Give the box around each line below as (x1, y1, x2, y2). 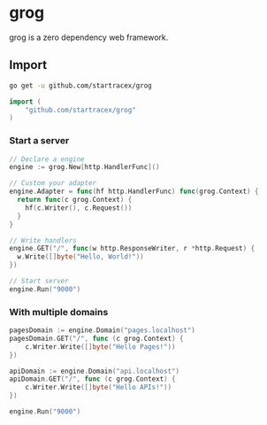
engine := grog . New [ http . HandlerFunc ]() (9, 163, 161, 172)
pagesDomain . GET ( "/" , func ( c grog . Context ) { (9, 334, 184, 343)
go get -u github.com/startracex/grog (9, 81, 152, 90)
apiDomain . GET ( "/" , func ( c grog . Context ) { (9, 375, 176, 383)
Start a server (9, 135, 70, 147)
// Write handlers (9, 236, 77, 245)
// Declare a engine (9, 154, 86, 164)
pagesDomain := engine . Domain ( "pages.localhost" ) (9, 326, 196, 335)
